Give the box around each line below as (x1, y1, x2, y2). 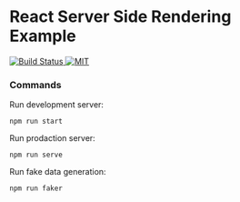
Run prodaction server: (9, 133, 95, 144)
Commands (9, 78, 62, 91)
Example (9, 25, 76, 46)
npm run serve (9, 150, 64, 160)
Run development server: (9, 99, 105, 110)
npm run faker (9, 184, 64, 193)
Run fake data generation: (9, 167, 106, 177)
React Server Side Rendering (9, 6, 232, 27)
